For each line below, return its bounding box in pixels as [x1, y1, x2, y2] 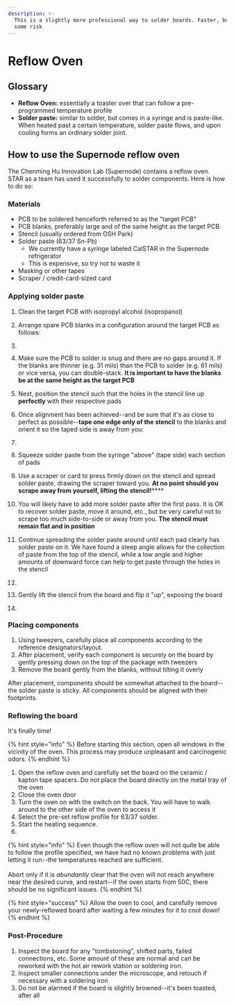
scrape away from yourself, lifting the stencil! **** [17, 486, 165, 494]
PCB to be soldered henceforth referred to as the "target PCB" [17, 215, 197, 223]
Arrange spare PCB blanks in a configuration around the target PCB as [17, 320, 219, 329]
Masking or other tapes [17, 267, 85, 275]
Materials [8, 199, 41, 209]
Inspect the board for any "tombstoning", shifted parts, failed [17, 947, 192, 955]
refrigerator [28, 252, 62, 261]
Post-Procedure [8, 931, 63, 940]
